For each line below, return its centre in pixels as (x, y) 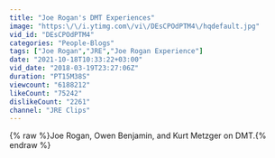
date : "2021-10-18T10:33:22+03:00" (76, 60)
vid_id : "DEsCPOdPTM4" (52, 34)
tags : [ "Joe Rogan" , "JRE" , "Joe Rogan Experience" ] (106, 51)
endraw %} (30, 145)
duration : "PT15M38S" (50, 77)
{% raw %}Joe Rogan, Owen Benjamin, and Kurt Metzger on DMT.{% (138, 135)
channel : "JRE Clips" (50, 110)
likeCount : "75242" (46, 93)
